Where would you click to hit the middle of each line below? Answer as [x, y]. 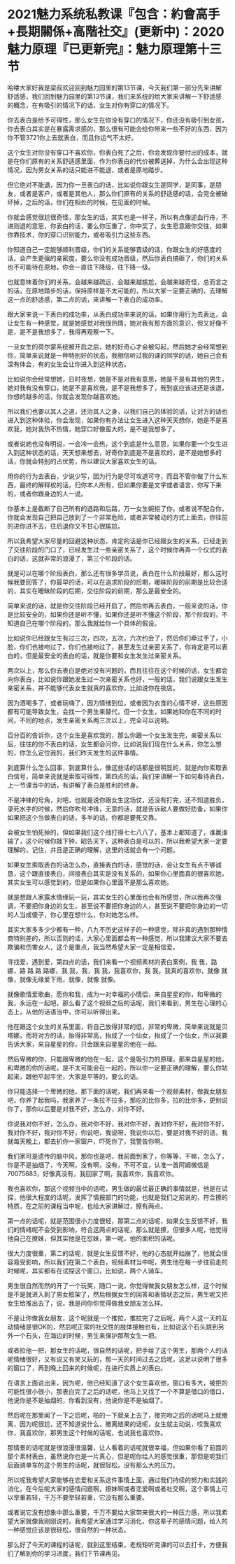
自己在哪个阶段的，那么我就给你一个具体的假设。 [90, 623]
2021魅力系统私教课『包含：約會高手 [114, 14]
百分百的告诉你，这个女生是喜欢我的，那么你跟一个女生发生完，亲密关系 [111, 735]
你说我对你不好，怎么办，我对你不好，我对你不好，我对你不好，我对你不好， [117, 1124]
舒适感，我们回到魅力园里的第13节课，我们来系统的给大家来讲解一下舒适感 [115, 96]
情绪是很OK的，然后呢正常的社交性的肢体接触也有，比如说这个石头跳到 [116, 1327]
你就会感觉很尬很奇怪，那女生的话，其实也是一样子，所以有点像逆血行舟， [114, 217]
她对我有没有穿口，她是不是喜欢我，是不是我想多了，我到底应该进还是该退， [117, 387]
